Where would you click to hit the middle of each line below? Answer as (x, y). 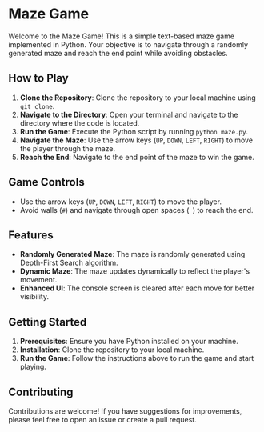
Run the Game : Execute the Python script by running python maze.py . (134, 131)
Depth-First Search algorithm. (69, 263)
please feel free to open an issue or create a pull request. (103, 420)
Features (31, 235)
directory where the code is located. (80, 123)
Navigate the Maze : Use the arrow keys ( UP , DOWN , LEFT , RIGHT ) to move (136, 140)
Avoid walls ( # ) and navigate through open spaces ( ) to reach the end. (136, 210)
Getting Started (48, 322)
